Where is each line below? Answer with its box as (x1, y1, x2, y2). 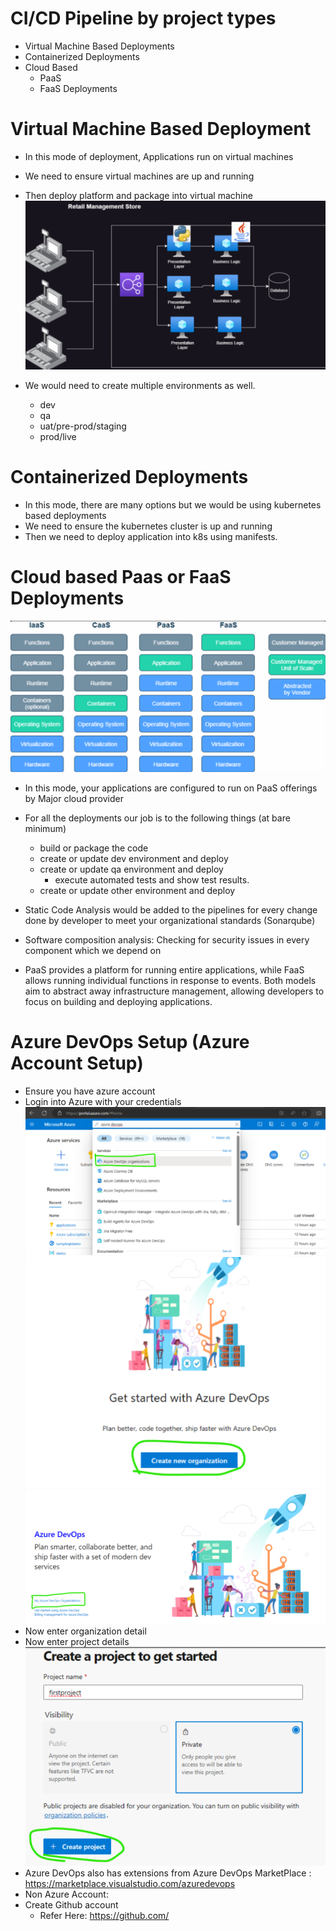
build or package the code (39, 842, 149, 854)
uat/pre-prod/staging (39, 420, 127, 432)
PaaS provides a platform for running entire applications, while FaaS (24, 964, 305, 976)
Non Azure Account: (24, 1888, 109, 1900)
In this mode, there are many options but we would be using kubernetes (24, 498, 322, 511)
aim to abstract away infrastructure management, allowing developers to (24, 985, 325, 997)
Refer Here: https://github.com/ (39, 1909, 170, 1921)
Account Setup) (10, 1052, 144, 1075)
